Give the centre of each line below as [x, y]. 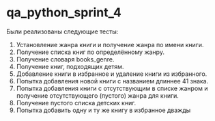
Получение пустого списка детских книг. [76, 103]
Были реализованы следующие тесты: [62, 31]
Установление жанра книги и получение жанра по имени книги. [110, 44]
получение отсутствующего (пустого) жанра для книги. [97, 95]
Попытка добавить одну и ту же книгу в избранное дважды [103, 110]
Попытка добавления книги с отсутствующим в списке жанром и [112, 88]
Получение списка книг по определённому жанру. [90, 52]
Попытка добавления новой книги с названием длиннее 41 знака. [112, 81]
